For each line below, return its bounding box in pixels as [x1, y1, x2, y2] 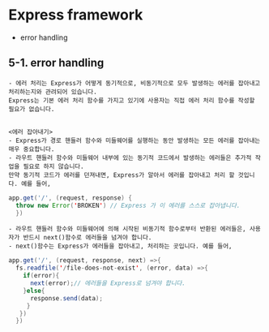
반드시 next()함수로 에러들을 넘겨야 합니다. [23, 234, 152, 242]
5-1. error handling [8, 56, 105, 70]
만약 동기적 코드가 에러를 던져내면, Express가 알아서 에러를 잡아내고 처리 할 [8, 170, 235, 179]
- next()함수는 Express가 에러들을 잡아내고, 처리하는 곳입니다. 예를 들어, [8, 242, 233, 251]
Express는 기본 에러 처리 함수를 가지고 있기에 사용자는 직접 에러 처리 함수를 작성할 [8, 96, 255, 105]
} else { [23, 287, 45, 295]
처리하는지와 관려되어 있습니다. [8, 88, 97, 96]
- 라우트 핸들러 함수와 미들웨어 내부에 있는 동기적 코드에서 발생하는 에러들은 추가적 [8, 153, 252, 162]
